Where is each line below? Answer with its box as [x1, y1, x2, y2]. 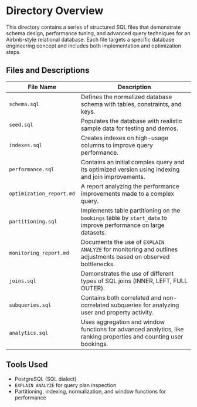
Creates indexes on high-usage [81, 134, 169, 142]
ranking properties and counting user [81, 333, 184, 341]
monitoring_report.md [9, 249, 69, 256]
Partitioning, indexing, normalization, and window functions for [14, 388, 167, 395]
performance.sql [9, 166, 55, 172]
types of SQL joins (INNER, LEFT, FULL [81, 277, 188, 285]
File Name [28, 83, 57, 91]
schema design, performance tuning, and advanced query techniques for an [6, 29, 191, 36]
